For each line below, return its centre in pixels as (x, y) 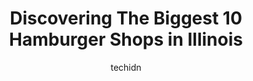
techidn (126, 67)
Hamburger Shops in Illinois (126, 39)
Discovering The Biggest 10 (126, 18)
